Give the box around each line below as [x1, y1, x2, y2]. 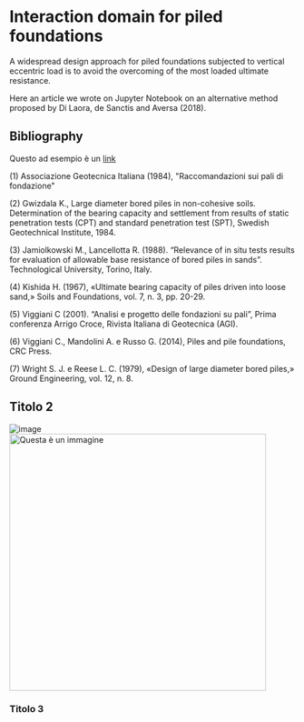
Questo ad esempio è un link [9, 153, 116, 164]
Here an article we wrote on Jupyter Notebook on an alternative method [9, 93, 279, 104]
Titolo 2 [9, 399, 54, 415]
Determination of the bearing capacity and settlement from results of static [9, 207, 289, 218]
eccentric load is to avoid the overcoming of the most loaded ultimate [9, 65, 270, 76]
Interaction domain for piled [9, 6, 223, 27]
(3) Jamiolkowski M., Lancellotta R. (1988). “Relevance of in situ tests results [9, 244, 295, 256]
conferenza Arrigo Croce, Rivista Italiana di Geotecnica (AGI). [9, 318, 239, 329]
